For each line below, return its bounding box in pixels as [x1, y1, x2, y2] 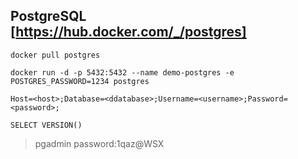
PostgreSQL [10, 8, 87, 25]
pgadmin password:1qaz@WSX [34, 137, 165, 149]
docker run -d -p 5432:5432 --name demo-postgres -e [10, 67, 235, 78]
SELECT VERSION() [10, 120, 83, 130]
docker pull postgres [10, 50, 101, 60]
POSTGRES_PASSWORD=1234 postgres [10, 76, 150, 86]
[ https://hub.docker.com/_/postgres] [10, 24, 247, 41]
